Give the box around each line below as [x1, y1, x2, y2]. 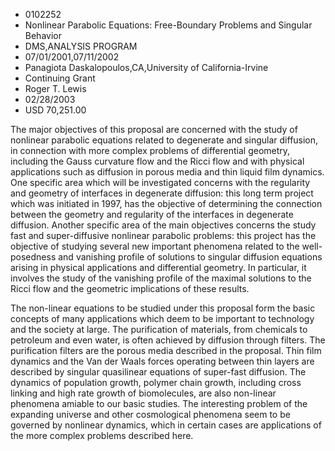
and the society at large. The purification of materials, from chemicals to [10, 324, 308, 335]
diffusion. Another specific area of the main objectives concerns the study [10, 219, 317, 231]
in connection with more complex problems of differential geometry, [10, 145, 291, 156]
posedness [10, 251, 57, 263]
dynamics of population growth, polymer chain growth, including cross [10, 377, 302, 388]
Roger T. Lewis [24, 83, 87, 94]
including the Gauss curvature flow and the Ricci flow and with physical [10, 155, 305, 167]
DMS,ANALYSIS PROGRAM [24, 40, 138, 52]
